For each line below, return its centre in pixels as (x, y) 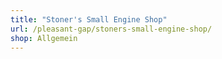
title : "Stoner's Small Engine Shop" (89, 19)
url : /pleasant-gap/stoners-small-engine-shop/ (111, 29)
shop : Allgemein (44, 38)
